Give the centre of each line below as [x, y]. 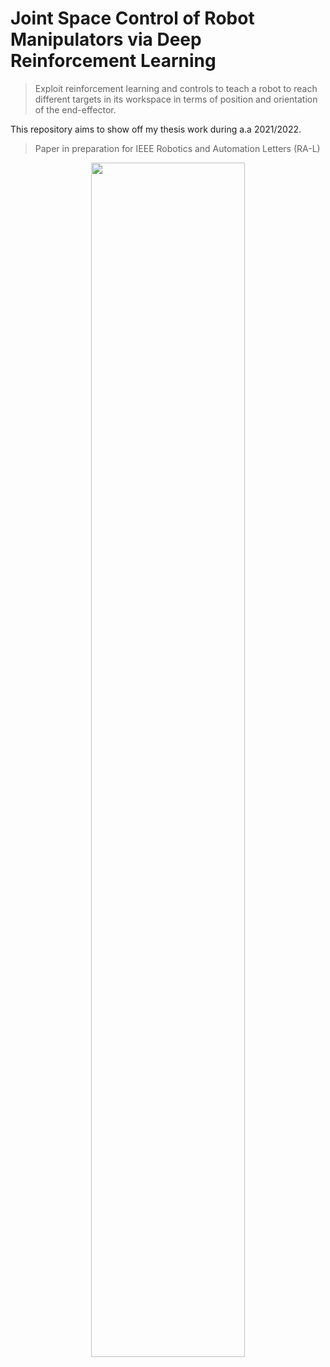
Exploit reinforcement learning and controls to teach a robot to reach [176, 88]
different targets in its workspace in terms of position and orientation [176, 99]
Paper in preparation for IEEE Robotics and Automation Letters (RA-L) [177, 148]
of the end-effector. [75, 109]
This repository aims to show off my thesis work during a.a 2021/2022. [156, 129]
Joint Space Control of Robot [132, 18]
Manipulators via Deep [106, 39]
